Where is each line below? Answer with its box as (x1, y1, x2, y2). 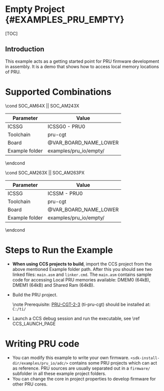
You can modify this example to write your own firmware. (12, 355, 130, 361)
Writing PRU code (5, 338, 80, 349)
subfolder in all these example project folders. (12, 370, 106, 377)
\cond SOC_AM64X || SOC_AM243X (5, 103, 80, 109)
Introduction (5, 45, 45, 53)
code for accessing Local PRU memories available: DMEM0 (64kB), (12, 276, 151, 282)
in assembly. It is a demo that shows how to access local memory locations (5, 63, 159, 69)
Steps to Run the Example (5, 244, 113, 256)
